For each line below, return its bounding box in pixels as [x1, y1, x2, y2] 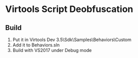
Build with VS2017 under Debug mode [12, 47, 92, 53]
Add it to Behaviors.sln [12, 42, 60, 48]
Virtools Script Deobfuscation [5, 3, 133, 15]
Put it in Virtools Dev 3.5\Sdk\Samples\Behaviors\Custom [12, 36, 131, 42]
